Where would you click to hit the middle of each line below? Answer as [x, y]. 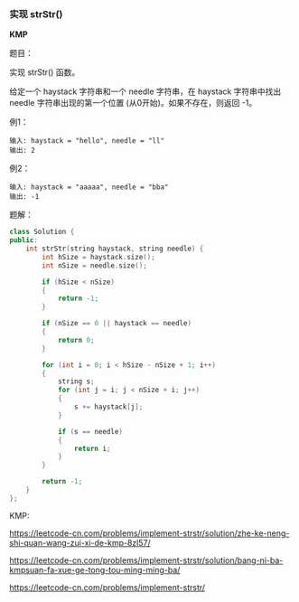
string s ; [76, 381]
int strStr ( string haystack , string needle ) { [115, 249]
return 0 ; [76, 340]
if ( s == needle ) [90, 431]
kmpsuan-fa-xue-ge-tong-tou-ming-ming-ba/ [95, 569]
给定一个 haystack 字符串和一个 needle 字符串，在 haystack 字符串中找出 [145, 91]
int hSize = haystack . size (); [98, 257]
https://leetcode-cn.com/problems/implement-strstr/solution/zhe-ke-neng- [149, 533]
